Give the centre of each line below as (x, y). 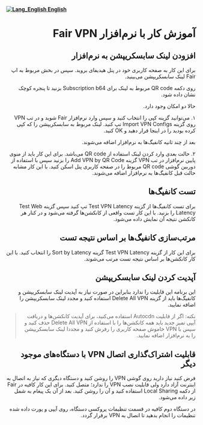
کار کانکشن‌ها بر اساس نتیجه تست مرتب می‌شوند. (140, 259)
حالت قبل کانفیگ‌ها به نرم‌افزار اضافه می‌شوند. (144, 173)
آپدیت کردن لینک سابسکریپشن (145, 278)
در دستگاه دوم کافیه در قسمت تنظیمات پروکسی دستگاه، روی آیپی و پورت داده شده (102, 409)
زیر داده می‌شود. (177, 397)
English (57, 9)
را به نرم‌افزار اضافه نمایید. (166, 336)
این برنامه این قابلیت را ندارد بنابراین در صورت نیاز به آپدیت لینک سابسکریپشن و (107, 292)
